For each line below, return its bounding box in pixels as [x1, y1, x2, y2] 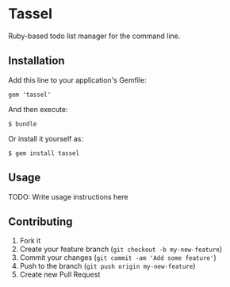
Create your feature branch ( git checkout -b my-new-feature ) [19, 244, 223, 254]
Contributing [8, 215, 73, 228]
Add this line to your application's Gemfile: [8, 75, 147, 84]
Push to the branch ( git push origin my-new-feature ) [19, 262, 196, 271]
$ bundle [8, 120, 37, 128]
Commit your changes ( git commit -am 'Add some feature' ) [19, 253, 217, 262]
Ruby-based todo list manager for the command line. [8, 31, 181, 41]
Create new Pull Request [19, 270, 101, 279]
